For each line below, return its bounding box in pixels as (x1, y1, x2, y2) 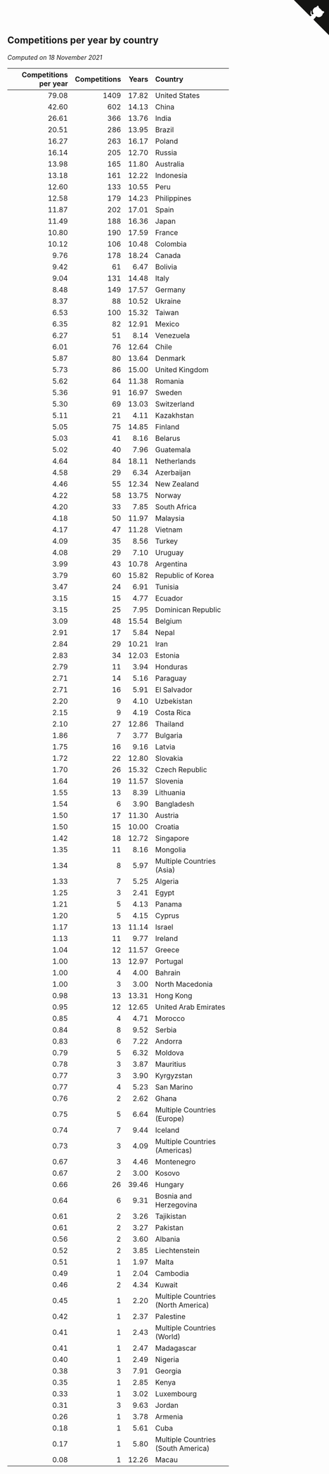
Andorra (155, 1036, 183, 1046)
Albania (155, 1234, 181, 1244)
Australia (155, 159, 185, 169)
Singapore (155, 833, 190, 843)
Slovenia (155, 776, 184, 786)
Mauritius (155, 1059, 186, 1069)
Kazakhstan (155, 410, 195, 420)
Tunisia (155, 582, 179, 591)
